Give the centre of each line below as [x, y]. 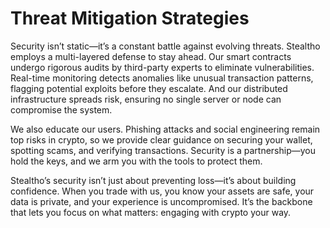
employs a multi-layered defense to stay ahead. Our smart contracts [151, 56]
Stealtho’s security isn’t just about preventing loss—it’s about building [153, 180]
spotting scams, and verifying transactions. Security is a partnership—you [163, 150]
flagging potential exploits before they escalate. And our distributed [149, 88]
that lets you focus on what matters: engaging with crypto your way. [151, 212]
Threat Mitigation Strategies [130, 18]
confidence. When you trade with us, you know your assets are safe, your [162, 191]
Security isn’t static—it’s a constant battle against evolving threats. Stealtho [165, 46]
